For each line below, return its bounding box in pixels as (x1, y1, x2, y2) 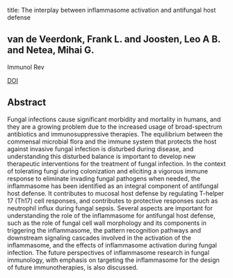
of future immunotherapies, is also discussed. (7, 263, 138, 271)
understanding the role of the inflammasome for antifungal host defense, (7, 211, 216, 219)
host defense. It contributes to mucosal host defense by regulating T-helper (7, 189, 225, 197)
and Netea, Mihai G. (7, 45, 95, 56)
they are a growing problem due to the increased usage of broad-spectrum (7, 122, 223, 131)
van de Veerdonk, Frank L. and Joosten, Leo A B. (7, 33, 221, 45)
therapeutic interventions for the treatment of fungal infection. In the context (7, 160, 226, 168)
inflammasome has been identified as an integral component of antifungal (7, 181, 219, 190)
